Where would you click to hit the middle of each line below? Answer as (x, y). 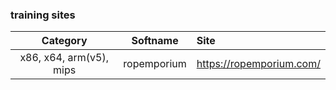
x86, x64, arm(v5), (64, 58)
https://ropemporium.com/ (258, 64)
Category (64, 41)
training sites (43, 15)
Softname (155, 41)
